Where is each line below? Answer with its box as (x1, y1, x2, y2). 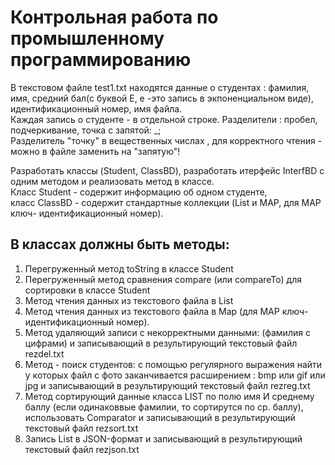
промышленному (10, 27, 165, 50)
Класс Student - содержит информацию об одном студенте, (10, 186, 268, 198)
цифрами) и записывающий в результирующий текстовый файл (24, 337, 298, 349)
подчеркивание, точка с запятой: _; (10, 124, 162, 136)
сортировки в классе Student (24, 284, 151, 296)
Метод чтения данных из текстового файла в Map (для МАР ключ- (24, 305, 309, 317)
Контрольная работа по (10, 6, 219, 29)
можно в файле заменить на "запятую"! (10, 145, 181, 157)
